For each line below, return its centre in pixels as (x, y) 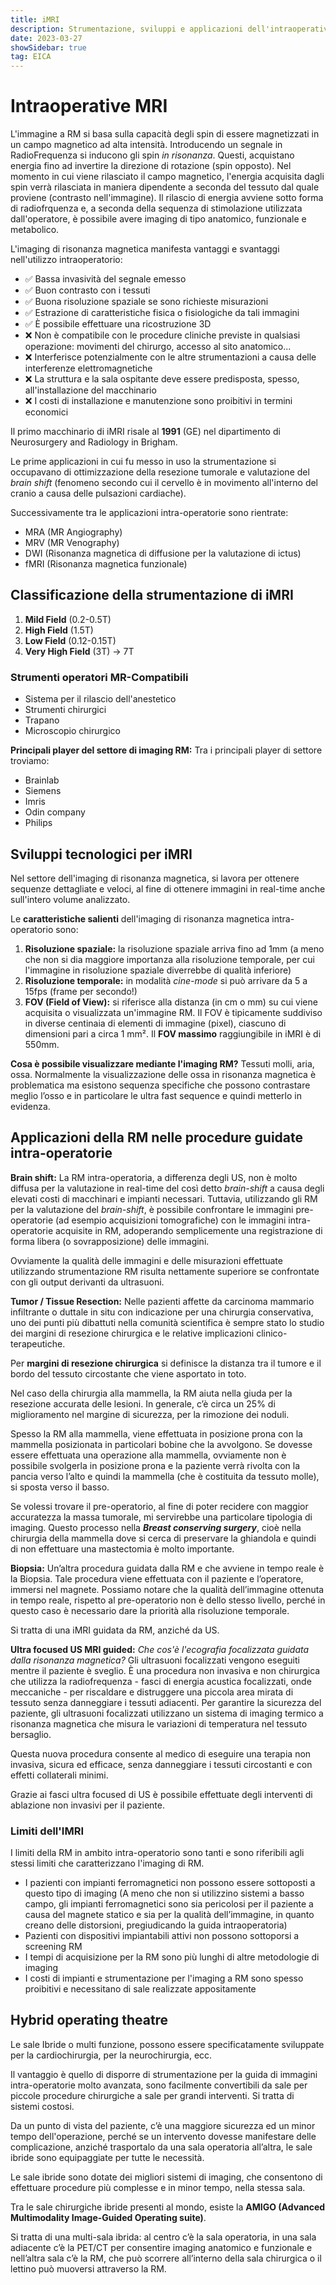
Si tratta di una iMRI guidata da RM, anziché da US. (115, 1630)
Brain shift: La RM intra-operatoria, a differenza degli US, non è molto (154, 1177)
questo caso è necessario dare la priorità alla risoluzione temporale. (150, 1610)
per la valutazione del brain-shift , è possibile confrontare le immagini (152, 1209)
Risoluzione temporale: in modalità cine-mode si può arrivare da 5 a (166, 980)
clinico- (272, 1333)
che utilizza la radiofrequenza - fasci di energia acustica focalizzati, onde (161, 1681)
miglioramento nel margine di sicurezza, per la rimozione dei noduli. (150, 1414)
